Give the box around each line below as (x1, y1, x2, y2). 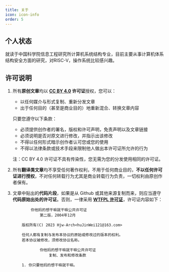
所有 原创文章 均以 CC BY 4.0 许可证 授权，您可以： (12, 88, 117, 94)
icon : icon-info (5, 12, 39, 17)
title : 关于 (5, 7, 29, 13)
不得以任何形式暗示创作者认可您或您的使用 (20, 139, 109, 145)
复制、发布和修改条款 (48, 253, 87, 258)
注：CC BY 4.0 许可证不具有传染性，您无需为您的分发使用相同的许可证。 (12, 156, 163, 162)
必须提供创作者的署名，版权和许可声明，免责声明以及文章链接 (20, 127, 148, 132)
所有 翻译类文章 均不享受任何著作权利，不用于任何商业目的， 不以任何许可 (12, 167, 162, 173)
